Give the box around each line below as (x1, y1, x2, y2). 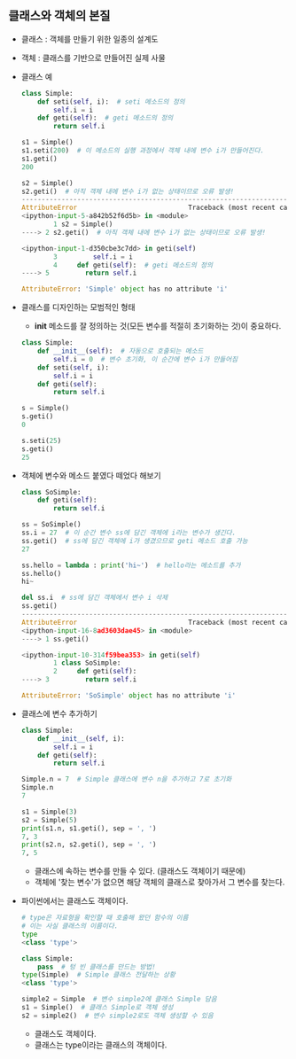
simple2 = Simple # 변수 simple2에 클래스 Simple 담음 (20, 995, 218, 1004)
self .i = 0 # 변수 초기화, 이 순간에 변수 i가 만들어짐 (53, 354, 238, 363)
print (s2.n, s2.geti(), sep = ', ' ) (20, 840, 157, 849)
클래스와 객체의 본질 (8, 8, 111, 24)
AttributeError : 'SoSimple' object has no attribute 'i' (20, 691, 237, 700)
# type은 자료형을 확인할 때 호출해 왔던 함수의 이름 (20, 914, 189, 923)
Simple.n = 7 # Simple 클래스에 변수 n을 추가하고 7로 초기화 (20, 775, 232, 784)
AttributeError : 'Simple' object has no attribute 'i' (20, 284, 229, 294)
